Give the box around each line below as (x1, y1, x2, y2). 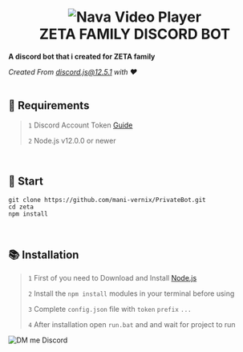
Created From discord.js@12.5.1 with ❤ (8, 67, 138, 76)
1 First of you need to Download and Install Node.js (27, 273, 197, 283)
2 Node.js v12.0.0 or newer (27, 136, 116, 145)
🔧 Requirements (8, 99, 90, 112)
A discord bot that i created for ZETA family (8, 51, 156, 61)
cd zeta (8, 203, 34, 211)
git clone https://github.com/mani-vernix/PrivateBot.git (8, 196, 206, 204)
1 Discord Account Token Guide (27, 120, 133, 130)
